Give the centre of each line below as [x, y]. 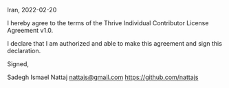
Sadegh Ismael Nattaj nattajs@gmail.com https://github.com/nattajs [103, 77]
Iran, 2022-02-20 [32, 10]
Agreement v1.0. [30, 30]
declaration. [24, 51]
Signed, [18, 64]
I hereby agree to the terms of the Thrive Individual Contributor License [108, 23]
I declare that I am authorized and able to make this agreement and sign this [115, 43]
